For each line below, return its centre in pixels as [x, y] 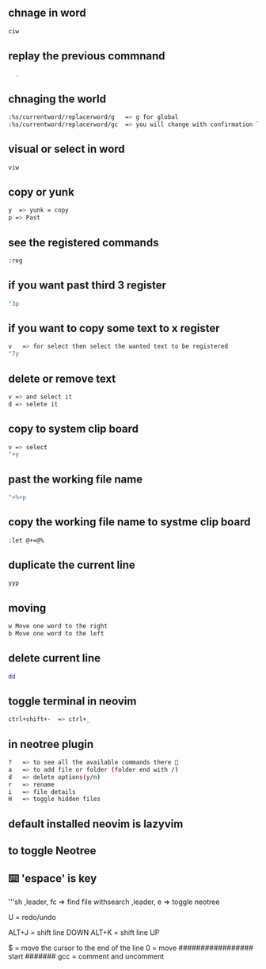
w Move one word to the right [58, 626]
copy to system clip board [74, 429]
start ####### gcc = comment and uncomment [86, 956]
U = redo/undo [32, 917]
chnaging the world [57, 99]
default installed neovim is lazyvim [96, 824]
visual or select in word [66, 149]
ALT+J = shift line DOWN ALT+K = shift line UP [84, 932]
